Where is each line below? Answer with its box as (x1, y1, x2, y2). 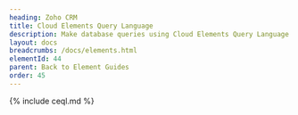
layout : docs (9, 37, 58, 47)
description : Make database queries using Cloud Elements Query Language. (9, 29, 294, 38)
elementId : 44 (9, 54, 62, 63)
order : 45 (9, 71, 46, 80)
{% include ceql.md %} (9, 95, 95, 106)
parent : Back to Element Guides (9, 63, 129, 72)
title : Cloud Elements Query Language (9, 21, 153, 30)
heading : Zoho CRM (9, 12, 78, 22)
